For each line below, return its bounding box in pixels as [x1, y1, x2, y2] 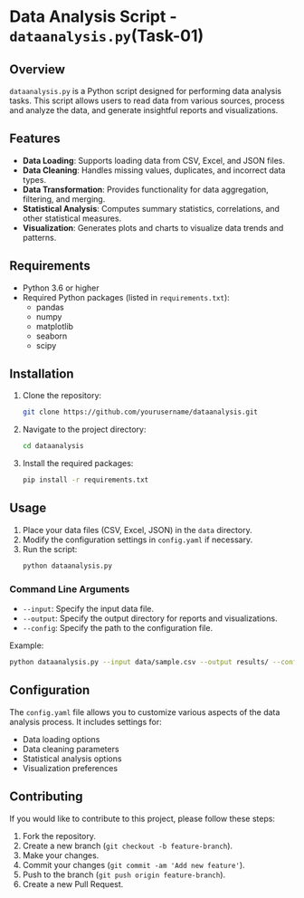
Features [9, 131, 61, 147]
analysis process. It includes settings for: [9, 716, 162, 727]
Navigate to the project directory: [22, 424, 147, 435]
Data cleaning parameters [22, 743, 119, 754]
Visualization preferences [22, 762, 119, 773]
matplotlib [35, 320, 74, 331]
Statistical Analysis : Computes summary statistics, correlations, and [22, 203, 280, 214]
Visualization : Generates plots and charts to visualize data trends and [22, 222, 284, 233]
